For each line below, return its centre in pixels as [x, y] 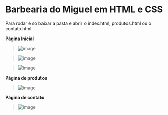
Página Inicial [20, 39]
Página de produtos [26, 78]
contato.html [18, 28]
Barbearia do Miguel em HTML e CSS [84, 9]
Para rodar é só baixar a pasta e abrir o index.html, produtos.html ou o [78, 23]
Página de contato [25, 97]
